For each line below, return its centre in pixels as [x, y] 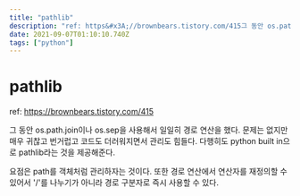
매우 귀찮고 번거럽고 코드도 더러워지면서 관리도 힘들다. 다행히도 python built [142, 141]
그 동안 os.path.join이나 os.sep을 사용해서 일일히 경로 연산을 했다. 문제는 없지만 [149, 130]
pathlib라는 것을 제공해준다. [67, 152]
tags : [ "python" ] [42, 43]
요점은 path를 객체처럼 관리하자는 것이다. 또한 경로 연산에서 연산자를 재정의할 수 [148, 172]
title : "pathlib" [42, 17]
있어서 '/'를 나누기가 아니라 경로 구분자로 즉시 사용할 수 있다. [114, 183]
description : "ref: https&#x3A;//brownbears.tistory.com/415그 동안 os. [144, 26]
